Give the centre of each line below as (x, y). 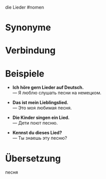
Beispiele (25, 74)
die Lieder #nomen (24, 7)
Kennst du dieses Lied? (37, 133)
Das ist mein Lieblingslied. (40, 103)
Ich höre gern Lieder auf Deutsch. (48, 87)
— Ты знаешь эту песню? (40, 138)
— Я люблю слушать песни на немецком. (57, 93)
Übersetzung (33, 158)
